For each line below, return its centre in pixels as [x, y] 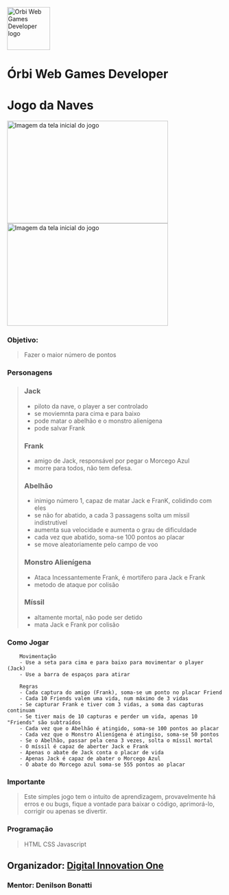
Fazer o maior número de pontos [70, 355]
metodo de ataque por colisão [76, 584]
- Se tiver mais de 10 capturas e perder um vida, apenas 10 [108, 717]
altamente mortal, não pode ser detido [88, 617]
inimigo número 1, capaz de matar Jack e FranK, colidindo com [123, 501]
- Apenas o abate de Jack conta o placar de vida [92, 753]
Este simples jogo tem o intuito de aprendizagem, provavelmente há [120, 797]
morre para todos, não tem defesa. [83, 468]
